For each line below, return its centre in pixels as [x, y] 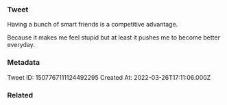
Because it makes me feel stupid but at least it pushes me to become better [114, 37]
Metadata [23, 63]
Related [20, 95]
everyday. [21, 45]
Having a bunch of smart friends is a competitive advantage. [93, 25]
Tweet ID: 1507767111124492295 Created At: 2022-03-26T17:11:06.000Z [109, 77]
